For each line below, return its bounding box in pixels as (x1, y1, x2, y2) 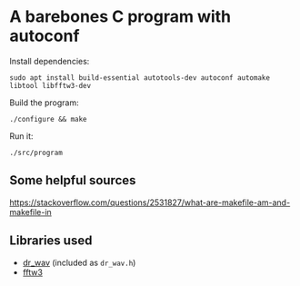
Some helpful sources (9, 173, 136, 188)
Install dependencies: (9, 55, 90, 66)
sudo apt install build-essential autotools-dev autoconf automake (9, 73, 271, 83)
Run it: (9, 130, 34, 142)
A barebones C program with (9, 6, 232, 27)
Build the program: (9, 97, 79, 108)
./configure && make (9, 114, 88, 123)
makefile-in (9, 206, 52, 217)
